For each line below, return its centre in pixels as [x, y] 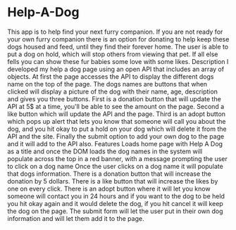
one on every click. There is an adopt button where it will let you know [109, 189]
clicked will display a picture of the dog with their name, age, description [113, 91]
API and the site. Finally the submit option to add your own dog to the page [116, 136]
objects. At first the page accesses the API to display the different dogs [111, 76]
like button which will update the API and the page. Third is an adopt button [117, 114]
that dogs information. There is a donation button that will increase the [109, 174]
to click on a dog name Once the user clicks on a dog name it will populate [115, 166]
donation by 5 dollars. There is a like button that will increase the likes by [113, 181]
